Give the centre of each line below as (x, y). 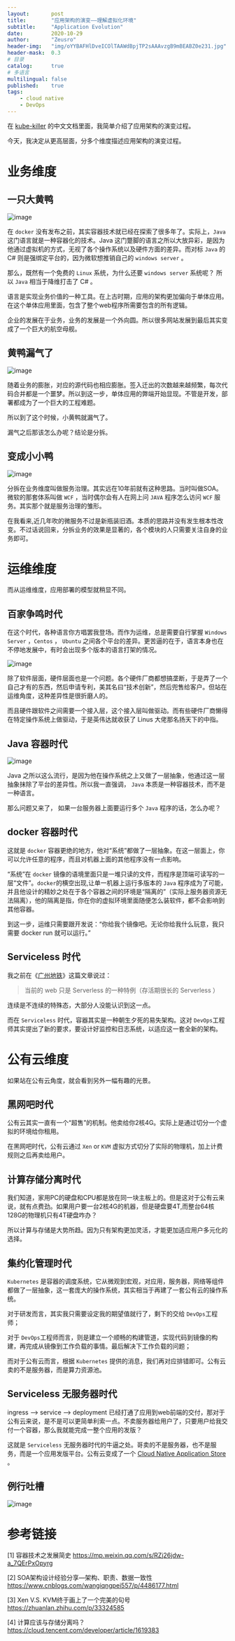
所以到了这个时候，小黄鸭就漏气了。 (59, 417)
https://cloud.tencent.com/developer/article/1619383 (83, 1630)
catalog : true (36, 66)
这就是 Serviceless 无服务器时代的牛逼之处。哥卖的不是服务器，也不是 (109, 1445)
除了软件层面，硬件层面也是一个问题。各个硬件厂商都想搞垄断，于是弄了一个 (117, 678)
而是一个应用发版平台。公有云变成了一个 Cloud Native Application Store (122, 1453)
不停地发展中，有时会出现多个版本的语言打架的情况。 (84, 650)
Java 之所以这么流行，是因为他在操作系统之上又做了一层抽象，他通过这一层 (116, 776)
